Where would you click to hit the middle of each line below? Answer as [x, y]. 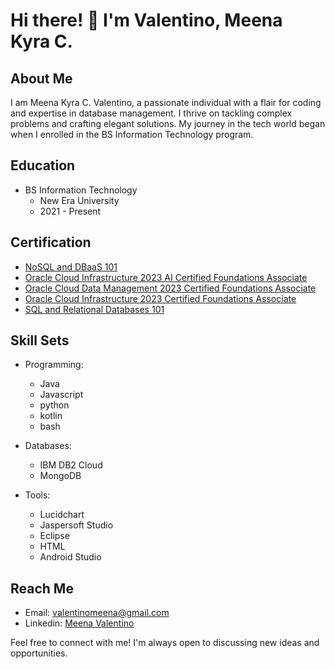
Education [43, 165]
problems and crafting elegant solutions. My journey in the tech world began [168, 123]
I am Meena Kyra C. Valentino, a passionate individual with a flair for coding [166, 102]
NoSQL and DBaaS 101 [71, 266]
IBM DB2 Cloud [71, 465]
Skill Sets [40, 340]
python [54, 405]
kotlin [51, 416]
